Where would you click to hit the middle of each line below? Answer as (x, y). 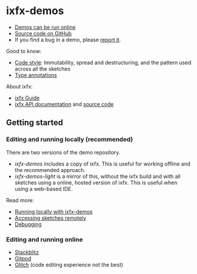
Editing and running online (45, 239)
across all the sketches (42, 68)
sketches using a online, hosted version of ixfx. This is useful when (96, 182)
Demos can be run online (45, 27)
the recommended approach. (50, 170)
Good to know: (24, 51)
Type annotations (36, 75)
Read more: (20, 200)
